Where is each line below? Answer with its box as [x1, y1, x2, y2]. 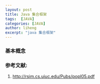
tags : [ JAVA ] [5, 16, 35, 21]
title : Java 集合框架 [5, 12, 47, 17]
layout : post [5, 7, 32, 12]
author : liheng [5, 26, 37, 31]
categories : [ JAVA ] [5, 21, 46, 26]
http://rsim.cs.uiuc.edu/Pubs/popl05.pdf [12, 74, 95, 80]
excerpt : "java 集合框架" [5, 30, 56, 35]
